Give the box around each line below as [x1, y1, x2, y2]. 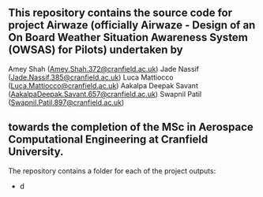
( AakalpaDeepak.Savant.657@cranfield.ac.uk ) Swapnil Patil [8, 89, 202, 98]
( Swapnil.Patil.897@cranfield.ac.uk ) [8, 98, 125, 107]
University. [8, 145, 64, 158]
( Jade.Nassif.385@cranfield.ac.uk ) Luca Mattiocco [8, 72, 174, 82]
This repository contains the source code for [8, 6, 233, 20]
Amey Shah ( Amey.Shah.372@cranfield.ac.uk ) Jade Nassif [8, 64, 200, 73]
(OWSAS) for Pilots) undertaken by [8, 43, 183, 57]
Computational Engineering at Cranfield [8, 133, 209, 147]
